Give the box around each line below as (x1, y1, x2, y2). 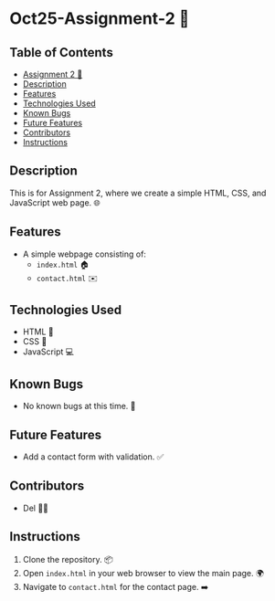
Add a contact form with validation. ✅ (22, 451, 164, 462)
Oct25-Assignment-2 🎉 (9, 8, 190, 29)
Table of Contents (9, 45, 114, 60)
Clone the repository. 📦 (22, 554, 114, 564)
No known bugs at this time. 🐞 (22, 401, 136, 412)
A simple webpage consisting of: (22, 248, 146, 259)
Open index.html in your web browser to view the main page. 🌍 (22, 567, 265, 578)
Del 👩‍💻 (22, 502, 48, 513)
